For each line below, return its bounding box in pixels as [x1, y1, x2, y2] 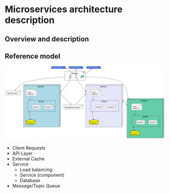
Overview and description [5, 35, 89, 43]
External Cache [12, 155, 45, 161]
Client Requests [12, 145, 45, 151]
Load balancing [19, 167, 53, 173]
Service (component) [19, 172, 65, 178]
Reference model [5, 52, 61, 61]
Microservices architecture [5, 4, 123, 15]
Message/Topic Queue [12, 182, 60, 189]
